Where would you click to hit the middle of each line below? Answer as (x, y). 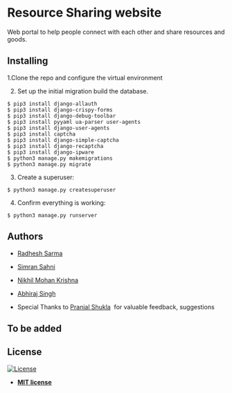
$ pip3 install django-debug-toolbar (62, 116)
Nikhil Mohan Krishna (47, 280)
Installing (28, 61)
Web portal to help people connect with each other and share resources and (116, 32)
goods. (17, 39)
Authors (25, 237)
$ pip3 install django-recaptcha (55, 146)
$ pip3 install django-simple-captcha (63, 140)
